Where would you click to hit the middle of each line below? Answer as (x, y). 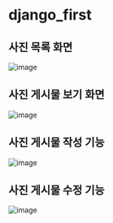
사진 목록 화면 (41, 47)
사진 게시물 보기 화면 (57, 95)
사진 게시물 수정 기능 (57, 190)
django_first (50, 15)
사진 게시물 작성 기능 (57, 143)
